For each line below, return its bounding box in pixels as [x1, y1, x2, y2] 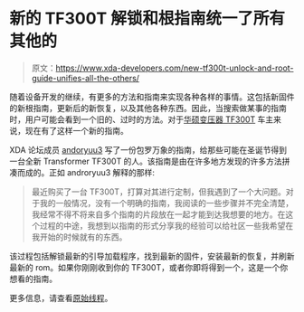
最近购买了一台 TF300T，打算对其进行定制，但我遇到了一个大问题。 [31, 186, 287, 197]
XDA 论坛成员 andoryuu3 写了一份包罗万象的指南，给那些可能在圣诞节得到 [9, 144, 288, 155]
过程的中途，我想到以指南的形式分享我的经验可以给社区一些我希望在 [39, 220, 294, 231]
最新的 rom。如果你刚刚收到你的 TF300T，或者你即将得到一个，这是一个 [9, 261, 280, 272]
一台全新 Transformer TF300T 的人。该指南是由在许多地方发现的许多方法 [9, 156, 282, 166]
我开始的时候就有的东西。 [31, 232, 128, 242]
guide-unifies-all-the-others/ [31, 72, 140, 83]
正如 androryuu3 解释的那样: [48, 166, 156, 177]
